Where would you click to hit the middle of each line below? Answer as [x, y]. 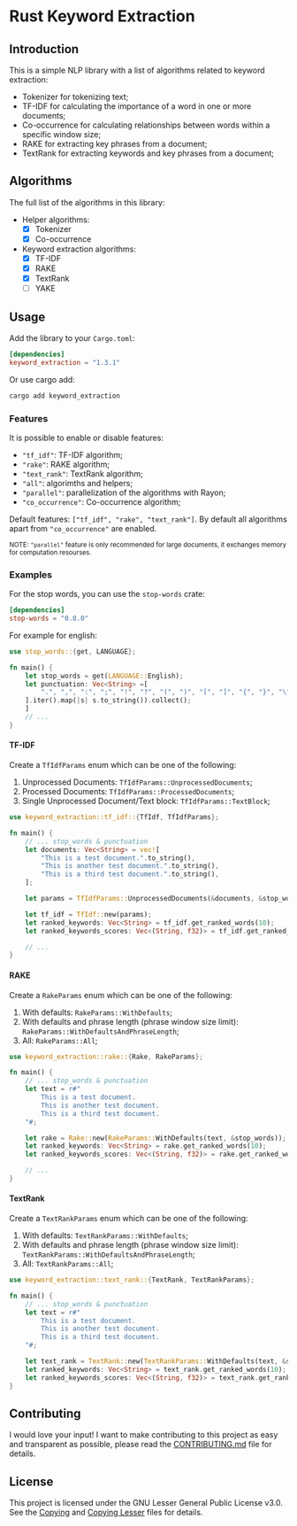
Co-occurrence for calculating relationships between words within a [146, 125]
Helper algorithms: [56, 220]
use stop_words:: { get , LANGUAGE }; [73, 651]
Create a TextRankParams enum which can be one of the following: [129, 1219]
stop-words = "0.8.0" [49, 619]
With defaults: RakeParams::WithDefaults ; [97, 1012]
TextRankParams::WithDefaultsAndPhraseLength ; [108, 1254]
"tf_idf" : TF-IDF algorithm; [72, 454]
